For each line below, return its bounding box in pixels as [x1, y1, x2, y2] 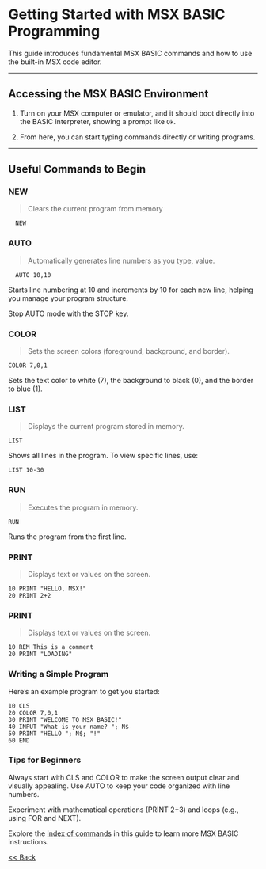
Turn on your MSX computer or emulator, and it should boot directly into [19, 108, 255, 118]
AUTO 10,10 [15, 271, 51, 279]
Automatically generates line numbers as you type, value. [27, 256, 215, 265]
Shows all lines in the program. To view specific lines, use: [8, 451, 199, 461]
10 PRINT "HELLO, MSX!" [8, 584, 87, 593]
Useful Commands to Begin [8, 162, 146, 176]
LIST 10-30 [8, 466, 44, 474]
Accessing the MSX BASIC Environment [8, 87, 209, 101]
